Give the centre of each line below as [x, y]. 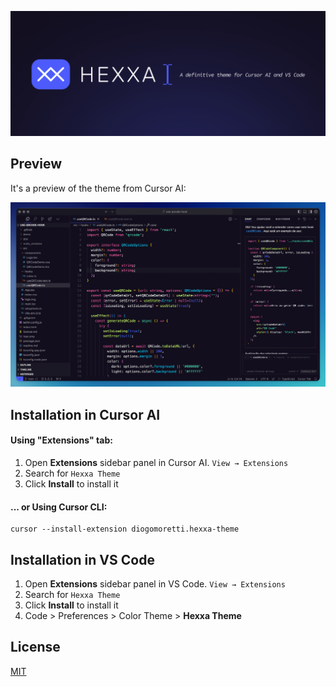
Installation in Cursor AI [85, 414]
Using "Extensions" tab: [61, 440]
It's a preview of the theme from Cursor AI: [98, 188]
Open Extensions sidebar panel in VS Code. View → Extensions [155, 584]
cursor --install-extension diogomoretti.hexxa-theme [125, 529]
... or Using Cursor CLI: [59, 507]
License [35, 647]
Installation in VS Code [82, 559]
